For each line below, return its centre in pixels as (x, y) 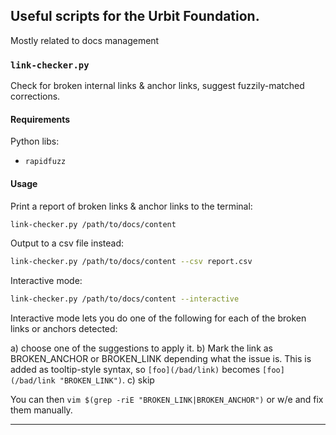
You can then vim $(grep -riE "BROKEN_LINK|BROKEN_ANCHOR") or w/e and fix (167, 400)
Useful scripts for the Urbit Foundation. (135, 16)
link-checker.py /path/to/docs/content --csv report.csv (131, 262)
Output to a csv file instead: (67, 243)
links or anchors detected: (64, 329)
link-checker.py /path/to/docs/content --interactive (125, 299)
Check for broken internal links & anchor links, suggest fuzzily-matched (157, 86)
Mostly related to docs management (85, 40)
